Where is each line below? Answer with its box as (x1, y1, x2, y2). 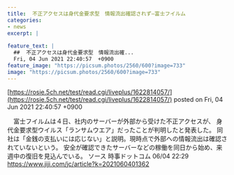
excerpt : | (7, 29, 39, 37)
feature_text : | (7, 43, 54, 50)
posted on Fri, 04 (173, 95, 224, 103)
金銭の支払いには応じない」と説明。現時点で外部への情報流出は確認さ (25, 134, 228, 143)
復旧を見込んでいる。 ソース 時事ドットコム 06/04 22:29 (25, 151, 189, 160)
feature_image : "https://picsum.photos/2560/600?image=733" (7, 62, 187, 69)
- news (7, 23, 27, 30)
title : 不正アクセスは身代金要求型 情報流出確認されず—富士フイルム (7, 10, 187, 17)
